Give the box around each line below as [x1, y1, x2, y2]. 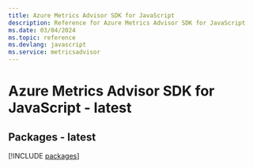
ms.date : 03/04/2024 [8, 26, 77, 34]
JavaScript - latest [8, 99, 132, 117]
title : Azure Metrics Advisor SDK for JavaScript [8, 11, 176, 20]
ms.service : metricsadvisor [8, 48, 101, 56]
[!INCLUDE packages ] [8, 151, 80, 160]
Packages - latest [8, 130, 96, 144]
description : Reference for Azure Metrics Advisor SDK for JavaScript [8, 19, 246, 27]
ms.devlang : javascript [8, 41, 87, 49]
